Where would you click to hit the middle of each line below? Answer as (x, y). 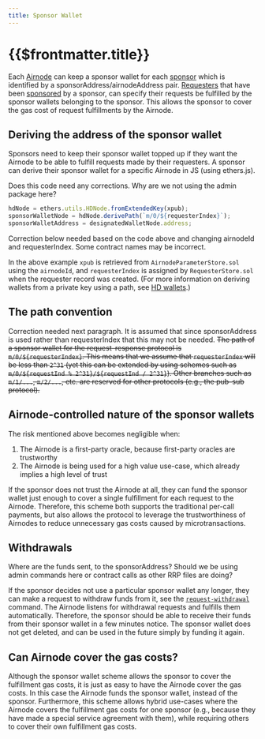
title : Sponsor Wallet (45, 15)
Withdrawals (40, 548)
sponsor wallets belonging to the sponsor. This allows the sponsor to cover (130, 101)
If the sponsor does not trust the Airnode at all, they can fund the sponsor (128, 490)
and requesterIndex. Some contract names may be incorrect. (107, 247)
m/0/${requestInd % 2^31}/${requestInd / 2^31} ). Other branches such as (130, 373)
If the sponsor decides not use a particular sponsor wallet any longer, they (129, 591)
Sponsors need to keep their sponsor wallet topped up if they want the (123, 154)
